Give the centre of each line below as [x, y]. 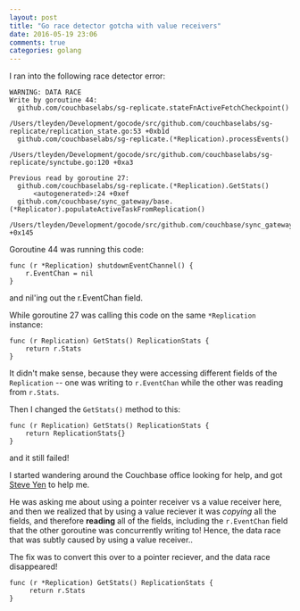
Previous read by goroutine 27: [69, 178]
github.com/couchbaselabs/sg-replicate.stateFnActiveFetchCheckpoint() [154, 108]
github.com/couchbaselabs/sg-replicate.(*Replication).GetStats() [143, 186]
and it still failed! [39, 458]
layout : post [33, 17]
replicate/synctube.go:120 [59, 163]
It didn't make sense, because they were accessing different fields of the [143, 373]
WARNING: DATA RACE [46, 93]
